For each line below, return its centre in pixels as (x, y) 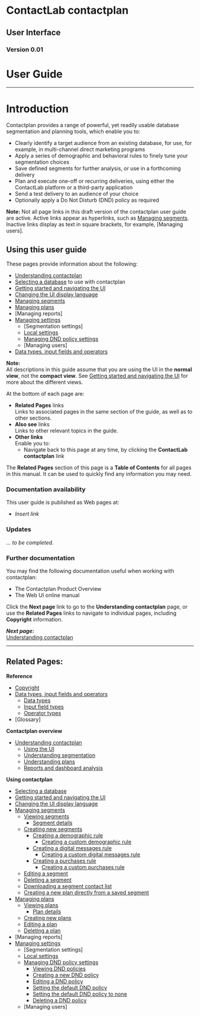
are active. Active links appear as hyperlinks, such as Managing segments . (98, 218)
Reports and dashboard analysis (63, 768)
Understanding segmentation (60, 755)
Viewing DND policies (59, 968)
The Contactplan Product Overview (58, 589)
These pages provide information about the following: (72, 264)
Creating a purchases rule (64, 861)
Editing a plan (40, 924)
